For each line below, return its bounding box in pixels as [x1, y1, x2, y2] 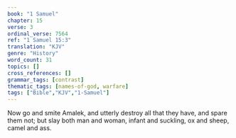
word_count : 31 [7, 57, 53, 64]
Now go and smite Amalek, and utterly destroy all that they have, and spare [7, 109, 227, 117]
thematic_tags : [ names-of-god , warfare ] [7, 83, 129, 90]
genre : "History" [7, 50, 59, 57]
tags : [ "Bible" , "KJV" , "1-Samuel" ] [7, 89, 110, 96]
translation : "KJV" [7, 43, 65, 50]
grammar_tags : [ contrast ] [7, 76, 84, 84]
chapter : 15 [7, 17, 43, 24]
